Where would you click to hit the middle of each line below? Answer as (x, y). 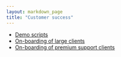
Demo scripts (31, 34)
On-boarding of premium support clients (65, 47)
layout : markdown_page (34, 12)
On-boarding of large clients (50, 41)
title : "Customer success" (40, 17)
